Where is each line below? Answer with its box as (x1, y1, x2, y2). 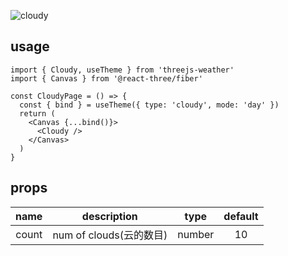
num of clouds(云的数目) (52, 228, 168, 242)
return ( (19, 108, 56, 119)
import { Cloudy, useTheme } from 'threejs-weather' (10, 65, 235, 75)
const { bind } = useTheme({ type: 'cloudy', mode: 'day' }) (19, 100, 280, 110)
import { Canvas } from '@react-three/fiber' (10, 73, 203, 84)
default (223, 209, 259, 223)
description (81, 209, 138, 223)
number (177, 227, 215, 241)
